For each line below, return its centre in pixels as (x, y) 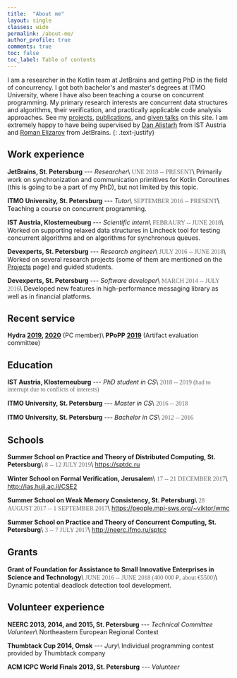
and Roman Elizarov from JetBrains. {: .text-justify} (81, 132)
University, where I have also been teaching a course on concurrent (106, 95)
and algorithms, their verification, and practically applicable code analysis (114, 109)
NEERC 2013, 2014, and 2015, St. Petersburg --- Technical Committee (110, 624)
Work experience (46, 155)
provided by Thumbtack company (56, 653)
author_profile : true (39, 40)
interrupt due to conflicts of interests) (53, 390)
